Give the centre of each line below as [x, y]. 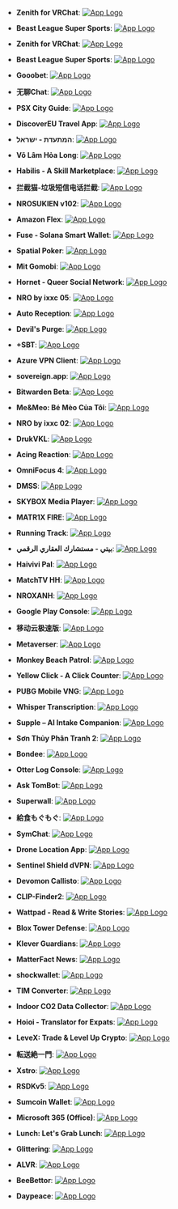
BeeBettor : [34, 1180]
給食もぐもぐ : [38, 818]
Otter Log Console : [48, 770]
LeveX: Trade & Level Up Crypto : [72, 1037]
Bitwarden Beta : [43, 392]
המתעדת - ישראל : [45, 139]
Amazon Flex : [39, 219]
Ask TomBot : [38, 785]
